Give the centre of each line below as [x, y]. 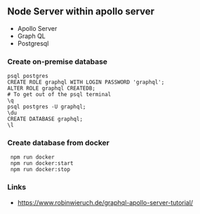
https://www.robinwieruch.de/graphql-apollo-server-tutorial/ [105, 202]
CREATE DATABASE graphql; [45, 119]
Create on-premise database [57, 61]
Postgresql [33, 43]
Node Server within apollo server [81, 12]
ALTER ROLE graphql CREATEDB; [52, 88]
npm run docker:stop [40, 170]
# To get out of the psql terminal [59, 95]
